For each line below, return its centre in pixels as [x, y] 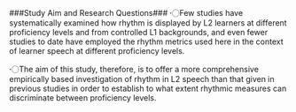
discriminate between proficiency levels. [83, 98]
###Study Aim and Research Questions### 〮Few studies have [126, 13]
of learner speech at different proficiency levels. [97, 51]
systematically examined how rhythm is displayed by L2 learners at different [148, 23]
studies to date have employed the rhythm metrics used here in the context [146, 41]
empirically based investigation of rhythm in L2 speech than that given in [142, 79]
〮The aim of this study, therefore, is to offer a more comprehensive [134, 69]
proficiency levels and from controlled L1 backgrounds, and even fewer [139, 32]
